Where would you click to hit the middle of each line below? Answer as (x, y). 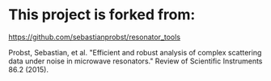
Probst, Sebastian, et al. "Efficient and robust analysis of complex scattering (135, 52)
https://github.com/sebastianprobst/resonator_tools (94, 37)
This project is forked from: (102, 15)
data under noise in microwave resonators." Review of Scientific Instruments (135, 61)
